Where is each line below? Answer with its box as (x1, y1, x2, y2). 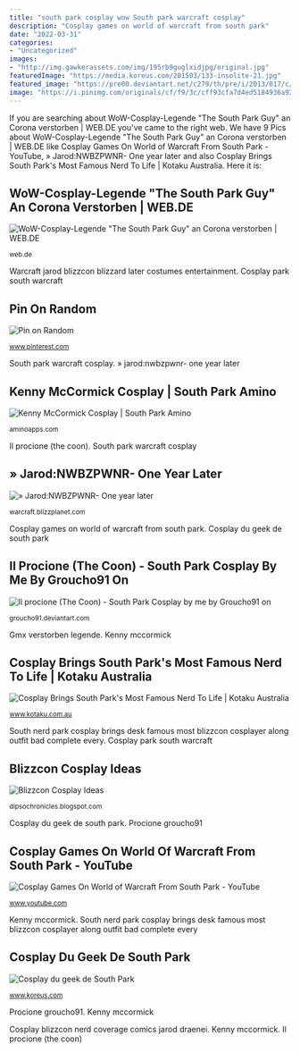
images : (9, 55, 38, 63)
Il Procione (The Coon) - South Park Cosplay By (9, 559, 278, 574)
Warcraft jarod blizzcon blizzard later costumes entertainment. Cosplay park (9, 265, 290, 277)
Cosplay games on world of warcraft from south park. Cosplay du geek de (9, 523, 283, 534)
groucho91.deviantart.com (9, 613, 90, 622)
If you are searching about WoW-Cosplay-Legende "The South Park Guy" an (9, 113, 291, 123)
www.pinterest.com (9, 342, 70, 351)
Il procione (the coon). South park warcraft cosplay (9, 440, 197, 451)
